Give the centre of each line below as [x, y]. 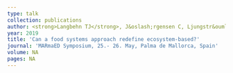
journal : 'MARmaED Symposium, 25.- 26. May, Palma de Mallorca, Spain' [113, 46]
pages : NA [21, 59]
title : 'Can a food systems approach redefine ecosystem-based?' [103, 40]
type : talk [23, 14]
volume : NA [23, 53]
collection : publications [44, 20]
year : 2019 [23, 33]
